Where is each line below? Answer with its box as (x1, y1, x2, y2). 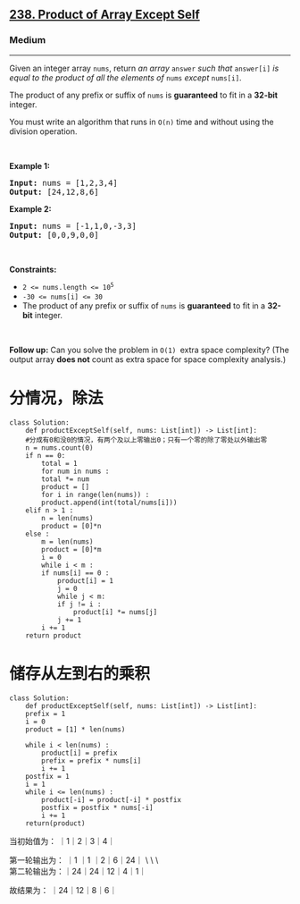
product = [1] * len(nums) (25, 724, 126, 734)
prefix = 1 (25, 709, 66, 718)
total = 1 (41, 459, 78, 468)
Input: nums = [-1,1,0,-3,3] (9, 221, 137, 231)
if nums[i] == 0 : (41, 568, 110, 578)
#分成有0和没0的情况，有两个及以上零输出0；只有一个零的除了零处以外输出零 (25, 435, 268, 444)
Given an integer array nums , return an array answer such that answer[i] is (9, 63, 279, 73)
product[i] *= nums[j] (72, 607, 158, 616)
